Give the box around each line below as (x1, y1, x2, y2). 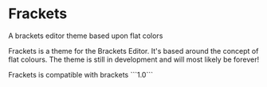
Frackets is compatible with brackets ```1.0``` (8, 70, 154, 79)
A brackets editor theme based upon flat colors (8, 31, 163, 40)
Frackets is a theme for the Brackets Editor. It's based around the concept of (8, 46, 259, 55)
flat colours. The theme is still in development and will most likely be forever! (8, 55, 260, 64)
